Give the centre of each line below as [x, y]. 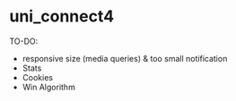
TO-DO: [24, 41]
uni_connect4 [62, 17]
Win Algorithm [49, 87]
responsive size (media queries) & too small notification [125, 58]
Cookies [38, 77]
